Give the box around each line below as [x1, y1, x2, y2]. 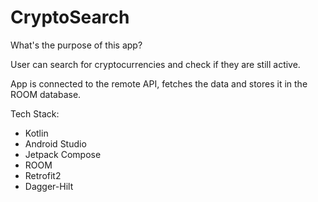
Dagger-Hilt [24, 180, 74, 192]
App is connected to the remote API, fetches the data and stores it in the [10, 77, 308, 90]
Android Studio [24, 137, 87, 150]
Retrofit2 [24, 169, 62, 181]
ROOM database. [10, 88, 82, 100]
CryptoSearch [10, 6, 130, 29]
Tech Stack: [10, 107, 60, 120]
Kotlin [24, 127, 49, 139]
